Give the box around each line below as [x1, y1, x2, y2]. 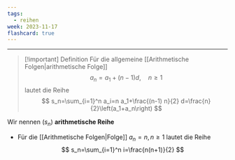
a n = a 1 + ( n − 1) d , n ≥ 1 [90, 74, 163, 83]
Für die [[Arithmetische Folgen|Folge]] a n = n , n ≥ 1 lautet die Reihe [17, 133, 211, 143]
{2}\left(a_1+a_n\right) [90, 104, 152, 113]
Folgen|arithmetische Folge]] [24, 63, 108, 71]
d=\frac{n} [180, 97, 211, 105]
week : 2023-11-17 [7, 23, 58, 30]
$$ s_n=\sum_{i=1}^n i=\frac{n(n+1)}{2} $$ [61, 145, 185, 154]
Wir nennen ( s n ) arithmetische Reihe [7, 118, 115, 127]
